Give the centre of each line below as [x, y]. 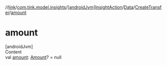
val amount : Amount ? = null [33, 57]
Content [13, 51]
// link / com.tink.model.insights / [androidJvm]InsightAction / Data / [70, 7]
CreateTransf [148, 7]
